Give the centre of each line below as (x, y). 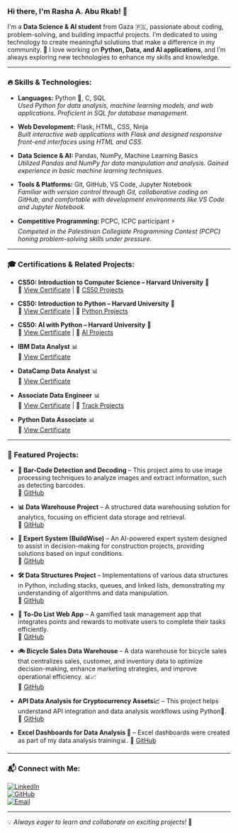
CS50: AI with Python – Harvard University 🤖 (84, 325)
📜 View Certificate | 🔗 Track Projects (70, 405)
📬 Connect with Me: (44, 768)
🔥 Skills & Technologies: (50, 82)
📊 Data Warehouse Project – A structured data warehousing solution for (124, 507)
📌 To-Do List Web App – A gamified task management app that (109, 614)
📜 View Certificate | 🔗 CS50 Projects (70, 289)
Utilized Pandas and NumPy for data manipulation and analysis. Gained (123, 163)
